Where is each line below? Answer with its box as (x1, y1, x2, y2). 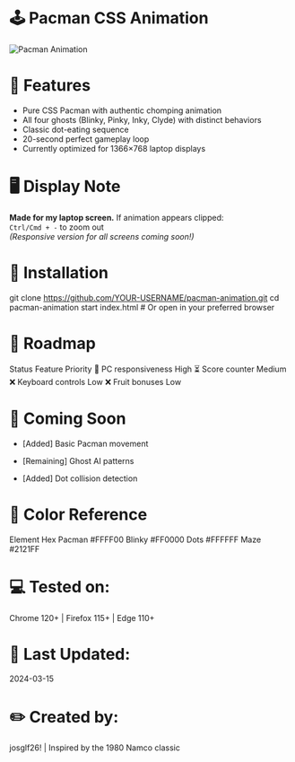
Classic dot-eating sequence (22, 124, 130, 135)
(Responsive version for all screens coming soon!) (9, 231, 195, 241)
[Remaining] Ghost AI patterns (22, 455, 134, 466)
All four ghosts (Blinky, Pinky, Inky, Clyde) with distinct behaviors (22, 114, 262, 125)
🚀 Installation (9, 263, 109, 283)
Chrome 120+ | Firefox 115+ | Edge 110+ (9, 612, 155, 623)
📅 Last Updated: (9, 644, 131, 664)
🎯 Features (9, 75, 91, 96)
